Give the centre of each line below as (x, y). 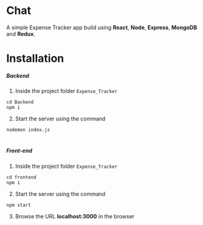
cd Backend (20, 102)
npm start (19, 205)
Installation (35, 59)
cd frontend (21, 177)
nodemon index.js (28, 130)
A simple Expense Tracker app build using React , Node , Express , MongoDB (102, 27)
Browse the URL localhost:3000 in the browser (75, 216)
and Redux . (21, 33)
